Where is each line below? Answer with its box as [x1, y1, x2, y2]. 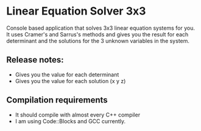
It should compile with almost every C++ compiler [15, 111, 141, 118]
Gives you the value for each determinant [15, 71, 119, 78]
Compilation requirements [6, 95, 108, 106]
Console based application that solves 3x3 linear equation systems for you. [6, 24, 195, 32]
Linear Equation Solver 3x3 [6, 4, 146, 18]
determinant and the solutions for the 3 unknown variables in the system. [6, 37, 190, 44]
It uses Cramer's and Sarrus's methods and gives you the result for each [6, 30, 189, 38]
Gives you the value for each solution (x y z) [15, 77, 126, 84]
